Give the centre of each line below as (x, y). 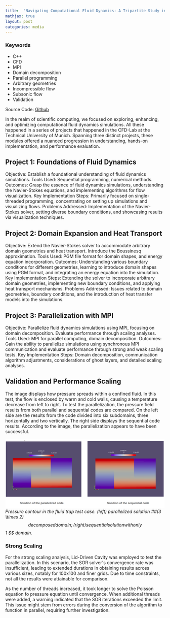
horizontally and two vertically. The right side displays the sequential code (83, 420)
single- (142, 196)
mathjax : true (20, 16)
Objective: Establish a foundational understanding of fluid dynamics (76, 174)
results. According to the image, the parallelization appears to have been (81, 426)
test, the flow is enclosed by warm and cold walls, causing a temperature (81, 399)
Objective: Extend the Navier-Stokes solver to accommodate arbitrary (78, 246)
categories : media (25, 27)
